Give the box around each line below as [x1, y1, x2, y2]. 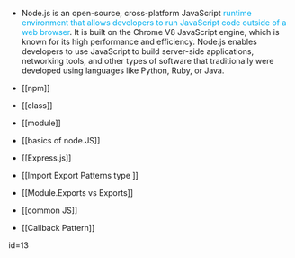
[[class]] [21, 100, 53, 111]
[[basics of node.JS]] [21, 135, 101, 145]
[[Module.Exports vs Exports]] [21, 188, 134, 198]
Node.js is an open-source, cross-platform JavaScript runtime [21, 8, 253, 18]
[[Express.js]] [21, 152, 72, 163]
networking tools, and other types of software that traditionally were [21, 56, 274, 66]
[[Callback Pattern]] [21, 223, 95, 233]
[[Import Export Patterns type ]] [21, 170, 139, 180]
